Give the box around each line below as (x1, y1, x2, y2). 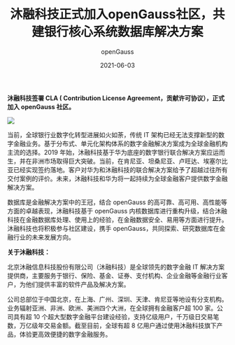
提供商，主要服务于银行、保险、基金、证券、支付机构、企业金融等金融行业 (7, 271, 222, 280)
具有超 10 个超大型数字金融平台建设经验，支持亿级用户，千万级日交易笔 (13, 312, 220, 321)
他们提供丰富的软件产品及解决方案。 (25, 280, 130, 288)
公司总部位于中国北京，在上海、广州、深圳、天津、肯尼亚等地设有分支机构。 (7, 295, 228, 303)
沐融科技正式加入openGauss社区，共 (10, 6, 225, 22)
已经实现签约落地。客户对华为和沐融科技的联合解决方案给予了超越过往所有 (13, 165, 228, 174)
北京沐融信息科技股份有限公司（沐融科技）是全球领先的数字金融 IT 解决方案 (7, 262, 225, 271)
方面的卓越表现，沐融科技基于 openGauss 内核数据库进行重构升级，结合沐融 (7, 206, 227, 215)
